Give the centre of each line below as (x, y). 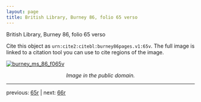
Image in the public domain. (100, 75)
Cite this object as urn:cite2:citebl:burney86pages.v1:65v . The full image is (100, 46)
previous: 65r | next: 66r (36, 92)
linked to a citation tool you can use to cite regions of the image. (85, 52)
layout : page (22, 12)
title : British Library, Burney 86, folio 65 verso (72, 17)
